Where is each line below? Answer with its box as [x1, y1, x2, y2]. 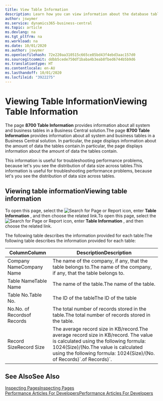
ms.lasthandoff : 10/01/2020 [5, 70, 62, 75]
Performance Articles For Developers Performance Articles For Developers [5, 390, 153, 396]
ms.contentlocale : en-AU [5, 66, 55, 71]
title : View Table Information [5, 7, 68, 12]
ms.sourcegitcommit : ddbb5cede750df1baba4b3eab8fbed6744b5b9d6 [5, 57, 136, 62]
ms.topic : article [5, 25, 42, 30]
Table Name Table [7, 278, 47, 284]
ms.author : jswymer [5, 48, 45, 52]
